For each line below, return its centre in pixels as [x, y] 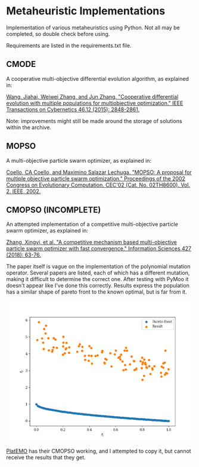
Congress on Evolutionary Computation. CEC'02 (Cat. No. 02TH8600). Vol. [98, 185]
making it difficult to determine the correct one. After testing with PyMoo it [97, 279]
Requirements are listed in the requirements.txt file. [69, 45]
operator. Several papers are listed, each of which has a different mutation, [98, 273]
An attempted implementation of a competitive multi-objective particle [92, 224]
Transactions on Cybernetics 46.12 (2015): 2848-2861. [73, 109]
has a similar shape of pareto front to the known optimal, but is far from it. [97, 292]
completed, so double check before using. [58, 33]
